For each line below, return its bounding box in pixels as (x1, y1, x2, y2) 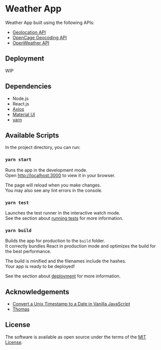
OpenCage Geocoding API (12, 34, 67, 40)
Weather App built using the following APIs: (5, 19, 94, 25)
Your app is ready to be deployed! (5, 263, 75, 269)
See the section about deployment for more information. (5, 273, 121, 279)
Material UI (12, 111, 35, 117)
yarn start (5, 157, 31, 162)
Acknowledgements (5, 287, 69, 296)
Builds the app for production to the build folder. (5, 238, 105, 244)
